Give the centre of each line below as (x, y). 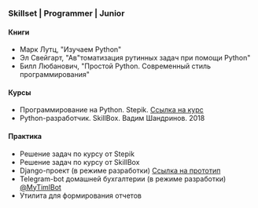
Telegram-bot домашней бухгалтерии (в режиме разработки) (123, 179)
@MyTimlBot (40, 187)
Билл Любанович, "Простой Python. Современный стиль (115, 66)
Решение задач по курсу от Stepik (77, 154)
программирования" (55, 75)
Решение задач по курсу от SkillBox (79, 162)
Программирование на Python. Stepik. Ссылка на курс (112, 110)
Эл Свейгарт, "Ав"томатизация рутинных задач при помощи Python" (135, 58)
